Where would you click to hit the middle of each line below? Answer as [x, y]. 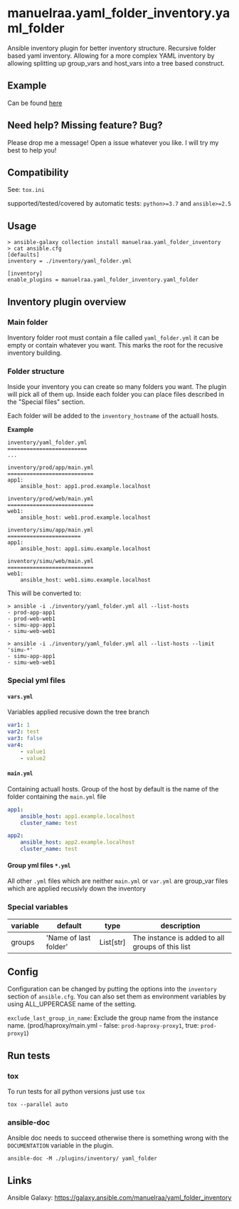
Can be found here [35, 103]
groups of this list [161, 946]
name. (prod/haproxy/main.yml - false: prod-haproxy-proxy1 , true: [103, 1026]
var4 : [15, 745]
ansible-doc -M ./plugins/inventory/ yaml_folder [83, 1159]
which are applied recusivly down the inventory [77, 889]
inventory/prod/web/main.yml [51, 499]
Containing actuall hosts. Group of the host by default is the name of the [113, 789]
